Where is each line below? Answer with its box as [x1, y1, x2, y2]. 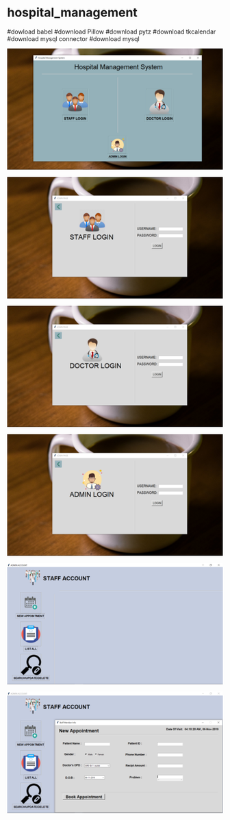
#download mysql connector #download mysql [7, 34, 140, 42]
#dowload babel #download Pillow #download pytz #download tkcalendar [7, 27, 216, 36]
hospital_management [7, 5, 138, 21]
